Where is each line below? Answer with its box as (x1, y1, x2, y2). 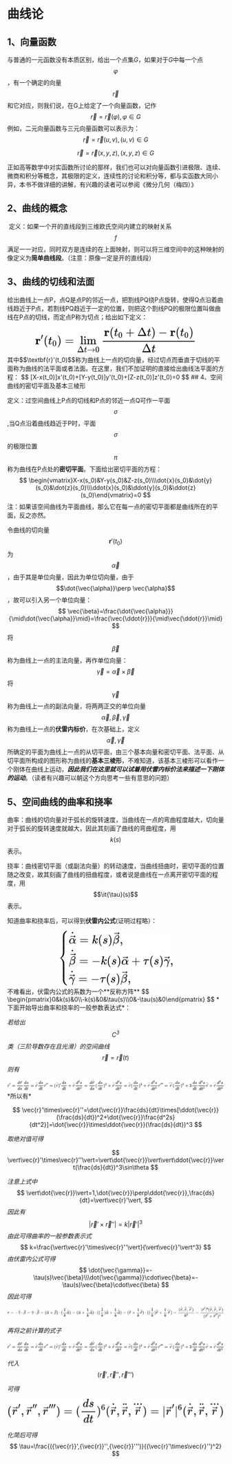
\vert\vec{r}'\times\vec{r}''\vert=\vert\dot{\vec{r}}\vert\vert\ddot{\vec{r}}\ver (7, 1155, 224, 1164)
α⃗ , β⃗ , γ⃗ (101, 713, 130, 722)
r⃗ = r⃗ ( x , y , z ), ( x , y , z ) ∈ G (76, 149, 155, 157)
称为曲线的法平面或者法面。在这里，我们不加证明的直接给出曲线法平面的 (12, 364, 218, 372)
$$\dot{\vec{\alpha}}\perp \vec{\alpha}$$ (56, 584, 176, 593)
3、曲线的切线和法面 (7, 276, 95, 287)
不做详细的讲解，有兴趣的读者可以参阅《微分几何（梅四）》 (30, 180, 198, 189)
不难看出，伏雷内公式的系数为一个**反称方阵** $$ (7, 987, 149, 996)
